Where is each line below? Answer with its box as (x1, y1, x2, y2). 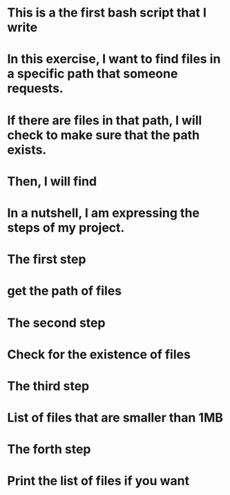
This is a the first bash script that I (7, 5, 207, 21)
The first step (7, 251, 86, 267)
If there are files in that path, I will (7, 112, 202, 128)
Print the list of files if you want (7, 473, 190, 489)
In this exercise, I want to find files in (7, 51, 221, 67)
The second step (7, 315, 106, 330)
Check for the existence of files (7, 346, 191, 362)
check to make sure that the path (7, 127, 200, 143)
